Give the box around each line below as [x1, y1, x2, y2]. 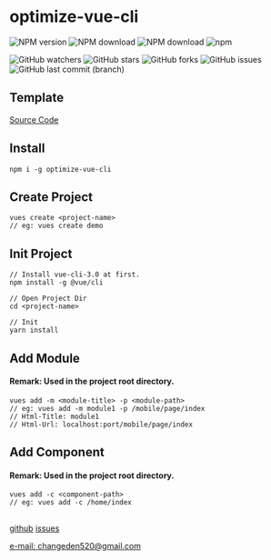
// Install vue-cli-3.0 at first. [9, 270, 141, 279]
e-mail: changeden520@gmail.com [9, 540, 142, 551]
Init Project [9, 245, 73, 261]
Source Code [9, 114, 59, 125]
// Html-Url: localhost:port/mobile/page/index [9, 420, 194, 429]
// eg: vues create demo [9, 221, 104, 231]
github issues [9, 523, 60, 534]
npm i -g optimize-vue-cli [9, 165, 112, 174]
